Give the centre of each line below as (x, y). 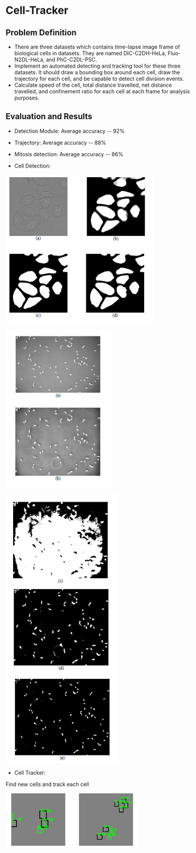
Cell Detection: (32, 166)
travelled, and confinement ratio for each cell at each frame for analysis (102, 91)
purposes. (27, 98)
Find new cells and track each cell (47, 784)
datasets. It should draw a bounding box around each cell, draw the (97, 72)
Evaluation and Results (49, 116)
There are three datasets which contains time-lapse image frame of (97, 47)
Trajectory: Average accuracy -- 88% (60, 142)
